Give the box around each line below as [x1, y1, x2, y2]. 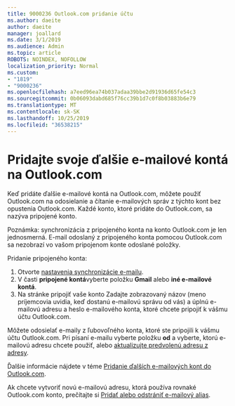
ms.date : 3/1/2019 [7, 37, 61, 44]
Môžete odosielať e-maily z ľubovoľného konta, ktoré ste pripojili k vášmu [7, 326, 220, 334]
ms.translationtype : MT [7, 102, 77, 109]
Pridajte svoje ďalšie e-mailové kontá [7, 152, 229, 167]
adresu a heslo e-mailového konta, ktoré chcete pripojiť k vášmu [41, 305, 228, 313]
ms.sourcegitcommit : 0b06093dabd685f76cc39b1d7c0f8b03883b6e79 [7, 96, 196, 103]
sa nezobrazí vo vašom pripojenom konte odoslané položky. [7, 240, 181, 249]
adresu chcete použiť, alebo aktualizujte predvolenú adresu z [31, 341, 208, 350]
